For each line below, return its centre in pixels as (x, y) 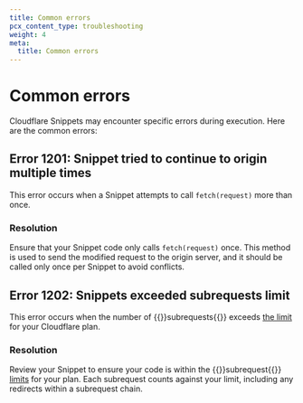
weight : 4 (28, 34)
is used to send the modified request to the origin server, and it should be (146, 258)
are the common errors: (53, 131)
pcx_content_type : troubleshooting (76, 26)
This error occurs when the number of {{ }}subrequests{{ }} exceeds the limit (151, 316)
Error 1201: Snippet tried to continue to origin (138, 159)
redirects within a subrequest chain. (76, 389)
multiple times (51, 173)
